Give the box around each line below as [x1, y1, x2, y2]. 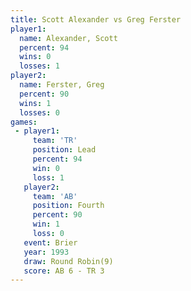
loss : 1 [32, 172, 65, 183]
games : [10, 117, 38, 127]
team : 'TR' [32, 136, 78, 146]
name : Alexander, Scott [19, 33, 118, 43]
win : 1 [32, 219, 60, 230]
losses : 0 [19, 107, 60, 118]
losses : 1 [19, 61, 60, 71]
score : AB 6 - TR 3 [23, 266, 105, 276]
